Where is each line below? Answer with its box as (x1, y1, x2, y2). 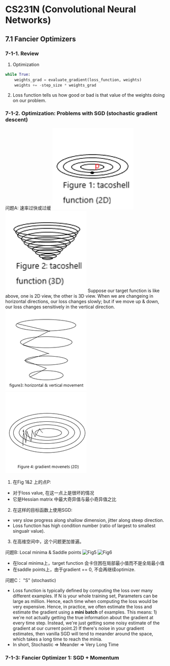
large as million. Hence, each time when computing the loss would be (12, 598, 158, 604)
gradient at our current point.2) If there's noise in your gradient (12, 625, 145, 631)
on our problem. (12, 97, 47, 103)
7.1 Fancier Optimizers (5, 35, 76, 43)
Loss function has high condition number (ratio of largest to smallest (12, 523, 156, 529)
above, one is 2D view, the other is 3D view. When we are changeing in (5, 293, 154, 299)
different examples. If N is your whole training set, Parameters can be (12, 593, 158, 599)
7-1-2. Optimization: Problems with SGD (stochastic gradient (5, 110, 158, 117)
